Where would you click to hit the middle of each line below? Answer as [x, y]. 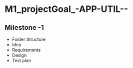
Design [19, 55]
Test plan [21, 60]
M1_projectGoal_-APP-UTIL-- [66, 9]
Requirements [26, 50]
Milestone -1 [24, 28]
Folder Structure [29, 39]
